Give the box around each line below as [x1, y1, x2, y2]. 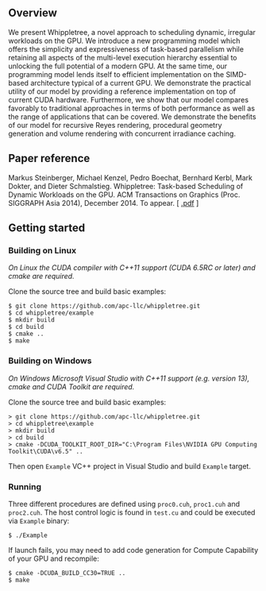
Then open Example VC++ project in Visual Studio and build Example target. [8, 461, 252, 471]
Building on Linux [8, 245, 77, 256]
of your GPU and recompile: [8, 554, 99, 563]
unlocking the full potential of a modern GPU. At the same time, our [8, 61, 228, 71]
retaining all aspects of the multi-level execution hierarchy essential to [8, 52, 237, 62]
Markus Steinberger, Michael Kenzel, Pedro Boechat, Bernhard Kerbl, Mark [8, 172, 253, 182]
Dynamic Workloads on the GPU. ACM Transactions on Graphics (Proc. [8, 190, 241, 199]
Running [8, 481, 42, 492]
